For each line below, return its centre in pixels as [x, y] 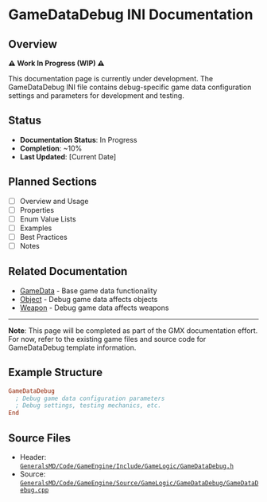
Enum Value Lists [48, 219]
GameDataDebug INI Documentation [131, 15]
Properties [37, 210]
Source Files [40, 438]
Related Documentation [68, 271]
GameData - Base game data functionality [88, 290]
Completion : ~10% [51, 148]
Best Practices [43, 237]
